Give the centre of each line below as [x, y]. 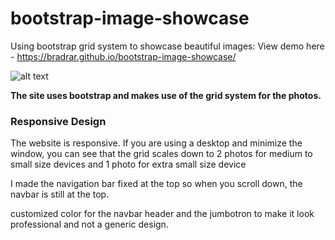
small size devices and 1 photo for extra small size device [128, 164]
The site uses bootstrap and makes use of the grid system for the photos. [166, 95]
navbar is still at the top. [60, 194]
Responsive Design [58, 121]
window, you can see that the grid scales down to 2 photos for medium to [161, 154]
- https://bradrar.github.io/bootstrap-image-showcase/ [123, 56]
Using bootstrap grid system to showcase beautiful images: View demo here [167, 46]
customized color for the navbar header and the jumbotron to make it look [162, 214]
